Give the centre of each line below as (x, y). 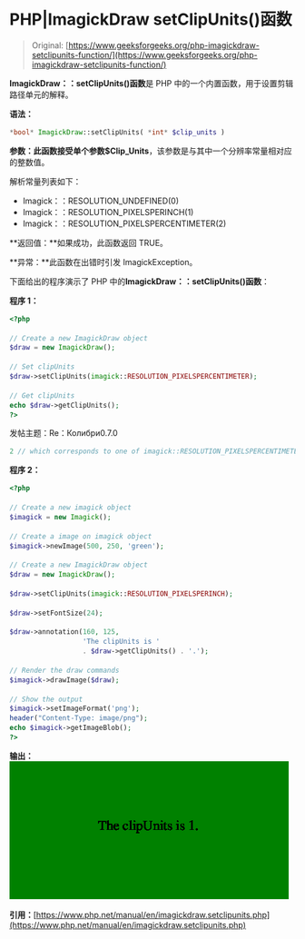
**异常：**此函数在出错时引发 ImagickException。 (103, 262)
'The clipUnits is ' (121, 642)
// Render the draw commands (64, 670)
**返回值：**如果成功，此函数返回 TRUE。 (89, 242)
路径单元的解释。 (41, 94)
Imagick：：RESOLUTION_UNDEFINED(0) (101, 201)
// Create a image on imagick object (81, 536)
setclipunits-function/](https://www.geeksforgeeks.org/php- (145, 54)
